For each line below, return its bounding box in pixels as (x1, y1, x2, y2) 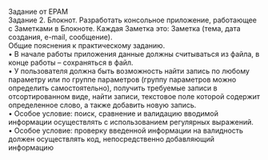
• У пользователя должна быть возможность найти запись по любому (8, 66, 250, 75)
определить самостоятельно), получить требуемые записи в (8, 83, 218, 93)
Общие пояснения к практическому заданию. (8, 41, 166, 50)
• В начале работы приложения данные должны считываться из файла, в (8, 50, 260, 58)
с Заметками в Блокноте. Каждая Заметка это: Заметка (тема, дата (8, 24, 242, 33)
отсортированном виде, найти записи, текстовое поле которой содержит (8, 92, 261, 101)
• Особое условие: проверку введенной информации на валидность (8, 126, 244, 135)
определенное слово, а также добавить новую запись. (8, 100, 197, 110)
